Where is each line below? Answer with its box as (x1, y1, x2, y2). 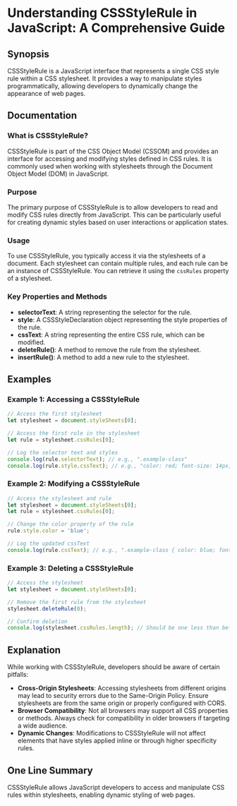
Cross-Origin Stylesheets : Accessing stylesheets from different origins (17, 684, 227, 692)
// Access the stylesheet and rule (7, 495, 112, 502)
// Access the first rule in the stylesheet (7, 430, 140, 437)
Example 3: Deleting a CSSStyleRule (7, 563, 134, 573)
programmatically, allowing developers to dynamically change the (7, 82, 198, 90)
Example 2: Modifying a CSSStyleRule (7, 479, 140, 488)
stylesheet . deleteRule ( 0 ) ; (7, 605, 87, 612)
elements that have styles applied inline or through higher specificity (17, 736, 217, 745)
